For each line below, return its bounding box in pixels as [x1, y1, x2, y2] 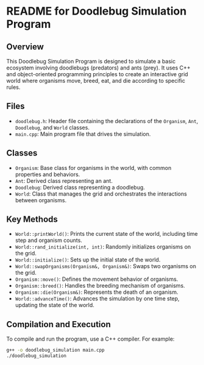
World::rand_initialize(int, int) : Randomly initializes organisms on [15, 243, 191, 250]
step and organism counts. [15, 236, 82, 244]
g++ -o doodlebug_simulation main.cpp [6, 347, 105, 353]
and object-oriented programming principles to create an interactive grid [6, 71, 189, 77]
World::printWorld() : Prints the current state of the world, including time [15, 230, 198, 238]
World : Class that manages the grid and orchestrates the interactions [15, 190, 188, 197]
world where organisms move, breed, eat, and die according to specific [6, 77, 186, 84]
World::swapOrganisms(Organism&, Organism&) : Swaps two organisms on [15, 263, 197, 270]
